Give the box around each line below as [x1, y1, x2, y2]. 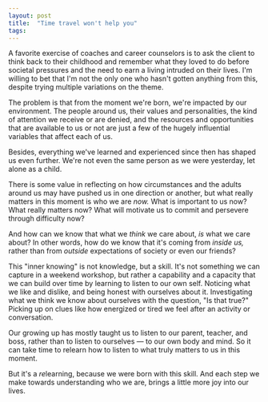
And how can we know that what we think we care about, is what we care [8, 229, 250, 239]
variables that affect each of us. [8, 132, 114, 141]
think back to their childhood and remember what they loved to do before [8, 57, 250, 66]
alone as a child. [8, 165, 62, 174]
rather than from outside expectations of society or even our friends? [8, 246, 236, 256]
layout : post [8, 11, 52, 20]
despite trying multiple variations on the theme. [8, 82, 164, 92]
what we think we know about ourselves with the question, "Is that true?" [8, 296, 250, 305]
